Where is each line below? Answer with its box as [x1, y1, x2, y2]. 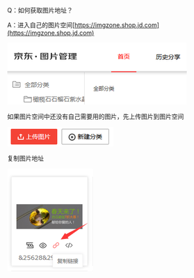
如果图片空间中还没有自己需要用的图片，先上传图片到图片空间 [7, 112, 184, 121]
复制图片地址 [7, 154, 44, 162]
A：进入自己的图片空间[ [7, 21, 75, 29]
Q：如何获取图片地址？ [7, 6, 73, 14]
